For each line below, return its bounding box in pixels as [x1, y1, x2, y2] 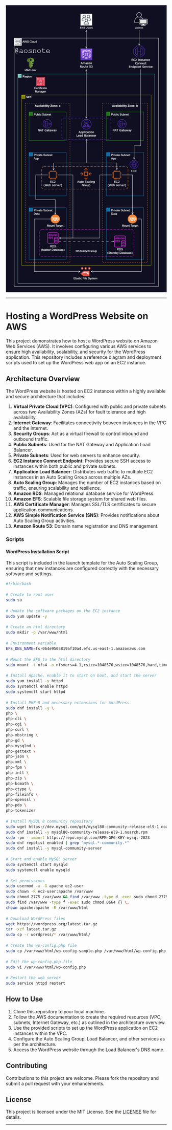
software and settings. [6, 571, 53, 577]
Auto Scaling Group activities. [13, 517, 76, 524]
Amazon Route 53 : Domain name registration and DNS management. [13, 523, 159, 529]
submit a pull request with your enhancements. [6, 1080, 105, 1086]
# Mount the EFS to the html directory [6, 657, 91, 662]
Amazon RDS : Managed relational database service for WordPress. [13, 490, 155, 496]
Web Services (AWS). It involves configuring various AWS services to [6, 343, 152, 350]
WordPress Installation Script [6, 548, 69, 555]
